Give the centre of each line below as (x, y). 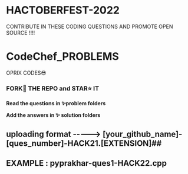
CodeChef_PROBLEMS (62, 57)
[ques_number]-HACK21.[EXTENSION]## (84, 143)
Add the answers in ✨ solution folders (53, 115)
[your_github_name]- (142, 134)
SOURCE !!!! (21, 32)
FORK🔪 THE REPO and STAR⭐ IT (52, 88)
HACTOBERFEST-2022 (63, 10)
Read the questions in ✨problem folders (56, 103)
